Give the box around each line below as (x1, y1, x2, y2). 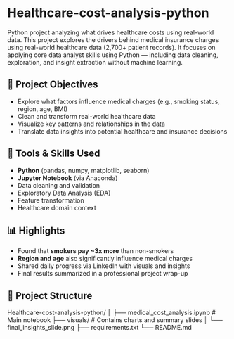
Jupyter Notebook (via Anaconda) (17, 174, 118, 182)
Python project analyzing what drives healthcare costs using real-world (7, 28, 214, 37)
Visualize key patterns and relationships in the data (17, 120, 165, 128)
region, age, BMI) (17, 104, 68, 113)
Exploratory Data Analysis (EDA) (17, 188, 111, 197)
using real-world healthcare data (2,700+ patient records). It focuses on (7, 43, 216, 51)
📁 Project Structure (7, 290, 93, 302)
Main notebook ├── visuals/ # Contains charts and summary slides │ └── (7, 316, 223, 324)
